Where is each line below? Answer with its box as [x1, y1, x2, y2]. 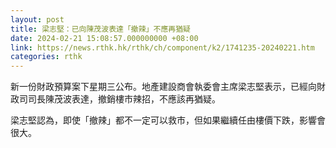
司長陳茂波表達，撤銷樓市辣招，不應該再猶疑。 [27, 93, 221, 105]
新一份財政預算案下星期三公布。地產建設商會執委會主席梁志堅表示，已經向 [10, 81, 317, 93]
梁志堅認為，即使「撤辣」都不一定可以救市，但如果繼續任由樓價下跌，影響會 [10, 114, 326, 126]
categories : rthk [10, 52, 83, 62]
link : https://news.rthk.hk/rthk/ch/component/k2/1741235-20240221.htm [10, 42, 315, 53]
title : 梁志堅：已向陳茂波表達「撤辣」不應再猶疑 [10, 24, 191, 34]
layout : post [10, 14, 65, 25]
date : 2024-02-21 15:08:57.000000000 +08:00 [10, 33, 199, 43]
